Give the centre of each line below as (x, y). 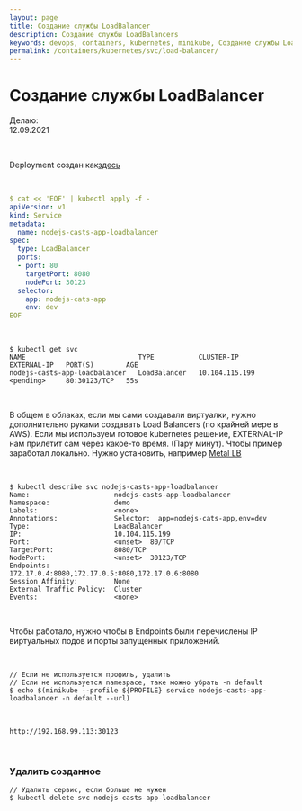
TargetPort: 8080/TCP (78, 550)
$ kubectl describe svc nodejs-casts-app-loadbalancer (114, 487)
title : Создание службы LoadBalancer (80, 26)
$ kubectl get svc (44, 350)
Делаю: (24, 120)
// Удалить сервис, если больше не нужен (88, 790)
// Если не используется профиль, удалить (90, 675)
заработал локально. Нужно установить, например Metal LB (125, 453)
